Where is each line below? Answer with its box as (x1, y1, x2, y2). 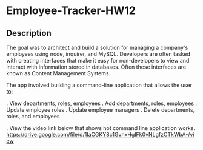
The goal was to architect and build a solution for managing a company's (6, 44, 188, 51)
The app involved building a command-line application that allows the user (6, 81, 193, 89)
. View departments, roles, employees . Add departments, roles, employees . (6, 100, 198, 107)
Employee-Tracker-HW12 (6, 4, 136, 18)
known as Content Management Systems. (6, 70, 111, 77)
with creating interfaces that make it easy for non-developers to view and (6, 57, 190, 64)
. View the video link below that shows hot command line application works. (6, 124, 196, 131)
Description (6, 28, 52, 38)
